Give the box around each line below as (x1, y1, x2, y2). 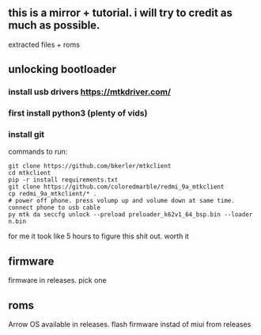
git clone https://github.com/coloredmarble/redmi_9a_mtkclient (8, 183, 225, 191)
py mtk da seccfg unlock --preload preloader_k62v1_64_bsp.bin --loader (8, 211, 253, 219)
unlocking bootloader (8, 63, 117, 76)
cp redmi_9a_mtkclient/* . (8, 190, 97, 198)
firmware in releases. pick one (8, 276, 107, 285)
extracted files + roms (8, 40, 81, 49)
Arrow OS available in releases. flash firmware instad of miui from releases (8, 319, 252, 329)
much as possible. (8, 19, 100, 32)
